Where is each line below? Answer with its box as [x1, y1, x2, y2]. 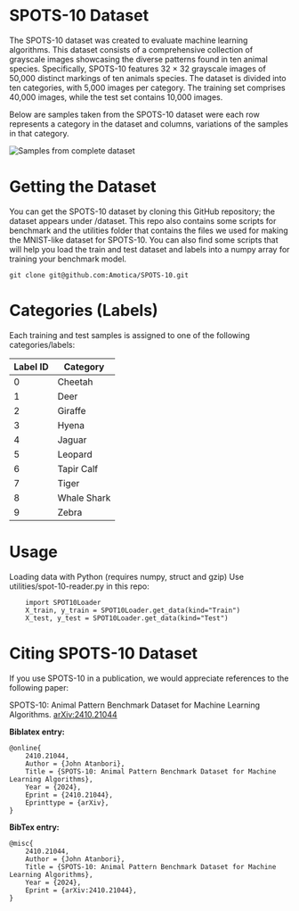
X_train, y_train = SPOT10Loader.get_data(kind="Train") [25, 606, 241, 615]
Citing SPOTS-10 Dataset [9, 643, 198, 663]
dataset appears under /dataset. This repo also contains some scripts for [9, 215, 277, 226]
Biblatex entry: [9, 726, 65, 737]
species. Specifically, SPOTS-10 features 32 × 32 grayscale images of [9, 63, 267, 74]
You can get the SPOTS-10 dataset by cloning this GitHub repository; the [9, 206, 276, 217]
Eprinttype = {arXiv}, [25, 798, 109, 807]
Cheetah [57, 376, 93, 388]
